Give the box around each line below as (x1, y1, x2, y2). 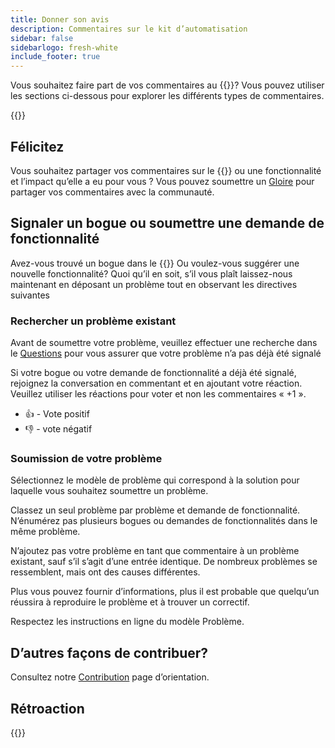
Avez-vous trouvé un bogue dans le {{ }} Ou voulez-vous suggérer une (10, 257, 300, 269)
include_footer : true (10, 52, 101, 62)
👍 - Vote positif (24, 408, 90, 420)
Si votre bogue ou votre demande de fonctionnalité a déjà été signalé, (10, 367, 297, 379)
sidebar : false (10, 33, 74, 43)
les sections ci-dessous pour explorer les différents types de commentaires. (10, 90, 325, 102)
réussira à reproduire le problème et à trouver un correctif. (10, 596, 250, 608)
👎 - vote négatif (24, 423, 93, 435)
